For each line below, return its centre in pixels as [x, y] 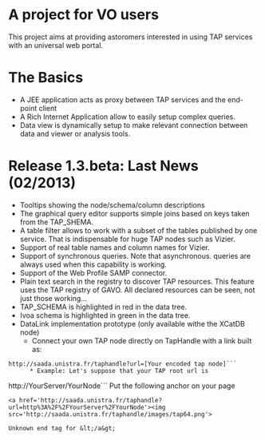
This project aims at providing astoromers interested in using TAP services [131, 37]
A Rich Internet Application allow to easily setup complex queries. [127, 117]
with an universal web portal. [56, 45]
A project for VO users [84, 15]
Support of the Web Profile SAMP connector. [93, 272]
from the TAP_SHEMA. [57, 222]
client [48, 108]
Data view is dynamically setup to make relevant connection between [134, 125]
